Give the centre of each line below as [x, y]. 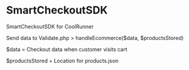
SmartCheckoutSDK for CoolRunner [50, 26]
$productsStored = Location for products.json [62, 61]
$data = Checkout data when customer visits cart [67, 49]
